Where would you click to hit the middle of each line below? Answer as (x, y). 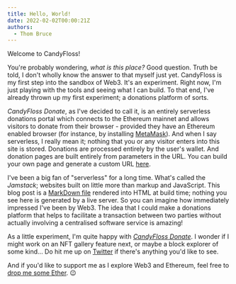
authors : (20, 27)
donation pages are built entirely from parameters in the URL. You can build (118, 157)
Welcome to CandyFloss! (44, 54)
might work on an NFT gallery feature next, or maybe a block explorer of (113, 244)
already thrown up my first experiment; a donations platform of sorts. (108, 98)
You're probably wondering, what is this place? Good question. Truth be (113, 67)
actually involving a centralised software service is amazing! (95, 223)
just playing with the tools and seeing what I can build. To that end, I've (111, 90)
